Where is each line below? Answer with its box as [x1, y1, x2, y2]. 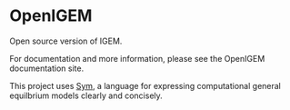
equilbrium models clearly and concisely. [9, 90, 164, 101]
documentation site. [9, 63, 85, 74]
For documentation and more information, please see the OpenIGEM [9, 53, 265, 64]
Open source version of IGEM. [9, 35, 123, 46]
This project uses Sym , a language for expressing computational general [9, 80, 282, 91]
